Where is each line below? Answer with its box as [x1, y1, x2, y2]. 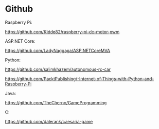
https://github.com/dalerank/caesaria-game [5, 118, 93, 124]
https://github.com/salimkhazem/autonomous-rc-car [5, 66, 111, 72]
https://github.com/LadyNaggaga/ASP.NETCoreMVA [5, 48, 110, 53]
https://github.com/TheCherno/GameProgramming [5, 99, 107, 105]
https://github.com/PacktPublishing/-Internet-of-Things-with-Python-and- [5, 76, 154, 81]
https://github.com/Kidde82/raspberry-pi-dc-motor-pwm [5, 29, 120, 34]
